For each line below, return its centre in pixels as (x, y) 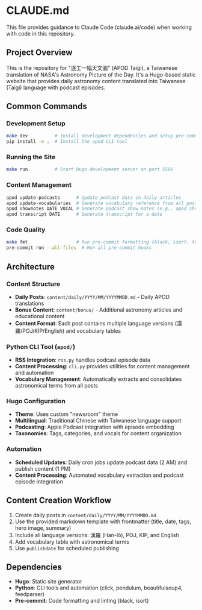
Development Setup (36, 124)
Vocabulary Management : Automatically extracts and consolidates (98, 379)
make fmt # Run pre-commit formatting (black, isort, (98, 242)
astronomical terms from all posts (56, 386)
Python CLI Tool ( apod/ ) (41, 347)
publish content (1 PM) (43, 468)
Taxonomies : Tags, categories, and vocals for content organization (98, 433)
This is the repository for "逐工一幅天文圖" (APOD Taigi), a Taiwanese (92, 68)
